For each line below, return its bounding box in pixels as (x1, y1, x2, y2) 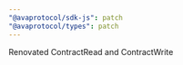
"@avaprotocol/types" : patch (8, 22, 119, 31)
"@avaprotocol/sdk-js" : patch (8, 13, 124, 23)
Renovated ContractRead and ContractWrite (8, 46, 174, 57)
